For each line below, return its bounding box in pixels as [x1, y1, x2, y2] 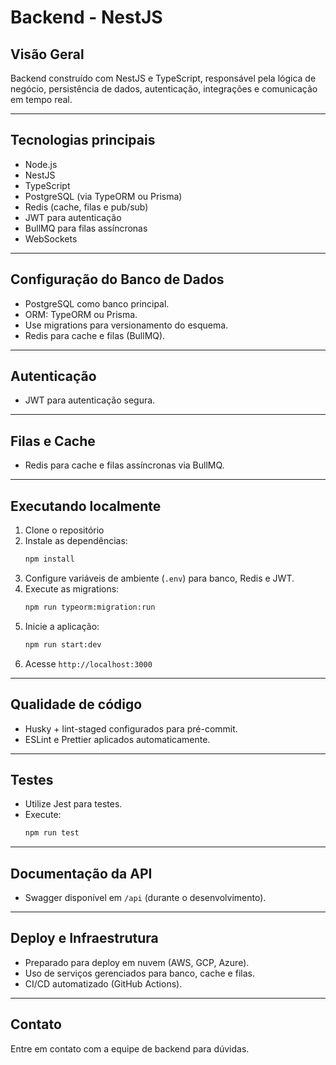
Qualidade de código [10, 696, 143, 713]
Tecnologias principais [10, 132, 156, 149]
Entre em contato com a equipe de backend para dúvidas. [10, 1042, 250, 1055]
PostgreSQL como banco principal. [24, 297, 170, 310]
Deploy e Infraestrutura [10, 930, 159, 947]
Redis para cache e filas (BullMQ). [24, 329, 166, 341]
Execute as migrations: [24, 582, 120, 595]
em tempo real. [10, 94, 73, 105]
